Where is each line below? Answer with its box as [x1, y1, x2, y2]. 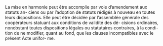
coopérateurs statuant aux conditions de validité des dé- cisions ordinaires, [5, 20, 159, 25]
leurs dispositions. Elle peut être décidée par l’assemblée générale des [5, 15, 149, 20]
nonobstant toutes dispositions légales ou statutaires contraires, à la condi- [5, 25, 159, 31]
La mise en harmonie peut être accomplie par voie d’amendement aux [5, 4, 147, 10]
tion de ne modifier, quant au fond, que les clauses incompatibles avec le [5, 30, 154, 36]
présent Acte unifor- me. [5, 35, 55, 41]
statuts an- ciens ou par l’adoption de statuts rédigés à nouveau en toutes [5, 9, 156, 15]
